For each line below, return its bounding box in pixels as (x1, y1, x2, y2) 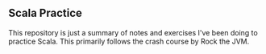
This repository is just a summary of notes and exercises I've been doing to (8, 27, 258, 37)
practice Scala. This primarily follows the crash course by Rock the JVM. (8, 36, 250, 46)
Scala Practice (8, 6, 83, 20)
